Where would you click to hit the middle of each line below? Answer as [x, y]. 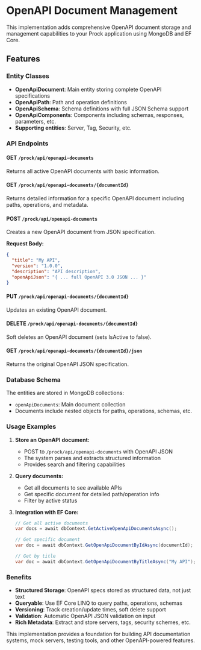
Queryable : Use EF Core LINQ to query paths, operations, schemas [98, 603]
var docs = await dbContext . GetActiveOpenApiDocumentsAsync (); [96, 529]
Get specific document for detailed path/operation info [91, 494]
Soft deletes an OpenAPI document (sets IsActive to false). [79, 337]
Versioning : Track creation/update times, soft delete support [91, 610]
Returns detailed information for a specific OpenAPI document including [95, 198]
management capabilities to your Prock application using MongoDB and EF [99, 33]
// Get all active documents [51, 523]
